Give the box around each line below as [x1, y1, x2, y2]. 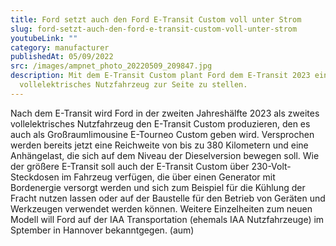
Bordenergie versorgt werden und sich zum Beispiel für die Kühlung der [10, 181, 306, 193]
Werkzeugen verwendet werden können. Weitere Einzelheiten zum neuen [10, 202, 313, 215]
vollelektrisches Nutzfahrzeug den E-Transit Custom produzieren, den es [10, 117, 311, 130]
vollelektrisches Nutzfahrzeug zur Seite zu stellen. [19, 80, 248, 90]
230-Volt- [251, 160, 292, 172]
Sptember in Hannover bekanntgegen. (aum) [10, 224, 195, 236]
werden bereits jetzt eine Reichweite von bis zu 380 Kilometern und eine [10, 139, 309, 151]
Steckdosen [10, 171, 60, 183]
